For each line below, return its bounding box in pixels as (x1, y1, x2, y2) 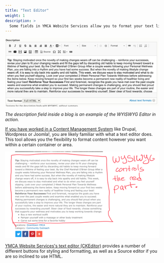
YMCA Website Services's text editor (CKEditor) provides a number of (5, 243, 146, 249)
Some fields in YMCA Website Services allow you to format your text (9, 24, 154, 28)
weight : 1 (5, 13, 25, 18)
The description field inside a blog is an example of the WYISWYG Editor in (5, 111, 156, 117)
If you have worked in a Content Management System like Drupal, (5, 126, 137, 132)
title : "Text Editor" (5, 8, 49, 13)
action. (5, 117, 20, 123)
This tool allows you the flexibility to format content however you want (5, 136, 146, 142)
